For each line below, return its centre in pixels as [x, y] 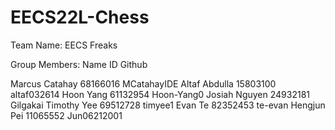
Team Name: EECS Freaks [64, 45]
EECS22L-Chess [80, 17]
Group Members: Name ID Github [79, 64]
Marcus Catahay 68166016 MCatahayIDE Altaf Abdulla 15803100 [143, 83]
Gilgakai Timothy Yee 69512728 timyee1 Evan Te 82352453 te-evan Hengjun [168, 105]
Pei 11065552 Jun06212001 [66, 115]
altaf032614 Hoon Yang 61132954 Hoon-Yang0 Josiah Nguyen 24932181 [160, 94]
